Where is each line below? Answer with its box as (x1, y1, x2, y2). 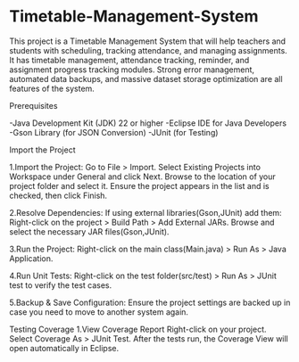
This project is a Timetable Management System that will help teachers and (9, 36, 287, 46)
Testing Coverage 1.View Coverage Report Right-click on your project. (9, 324, 267, 334)
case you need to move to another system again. (9, 306, 189, 317)
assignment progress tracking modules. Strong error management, (9, 64, 255, 75)
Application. (9, 252, 54, 264)
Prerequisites (9, 100, 58, 111)
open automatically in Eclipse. (9, 342, 120, 353)
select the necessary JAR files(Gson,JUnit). (9, 226, 170, 237)
